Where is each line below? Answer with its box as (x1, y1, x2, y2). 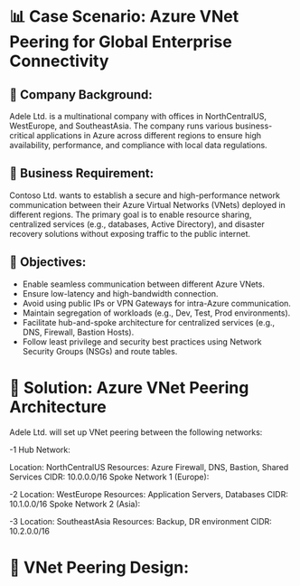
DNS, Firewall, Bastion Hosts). (22, 326, 135, 337)
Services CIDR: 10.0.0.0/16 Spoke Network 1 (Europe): (9, 471, 210, 482)
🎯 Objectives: (9, 254, 87, 270)
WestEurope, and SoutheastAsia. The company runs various (9, 120, 233, 131)
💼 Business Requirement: (9, 165, 155, 181)
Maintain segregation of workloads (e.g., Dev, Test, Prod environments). (22, 307, 291, 318)
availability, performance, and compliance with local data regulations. (9, 140, 268, 150)
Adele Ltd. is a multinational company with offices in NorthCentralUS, (9, 111, 267, 121)
